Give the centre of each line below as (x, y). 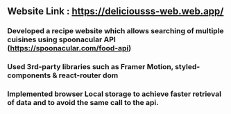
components (29, 75)
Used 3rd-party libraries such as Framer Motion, (90, 67)
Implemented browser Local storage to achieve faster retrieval (114, 94)
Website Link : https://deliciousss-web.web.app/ (115, 11)
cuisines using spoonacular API (61, 39)
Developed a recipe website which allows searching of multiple (115, 31)
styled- (187, 67)
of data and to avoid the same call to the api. (83, 103)
